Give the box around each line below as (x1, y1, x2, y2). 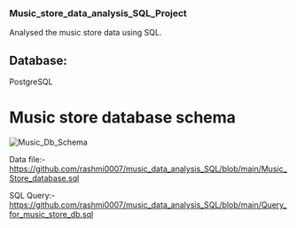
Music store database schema (9, 107, 237, 128)
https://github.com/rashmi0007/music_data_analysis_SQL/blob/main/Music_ (9, 163, 288, 175)
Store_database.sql (9, 173, 80, 184)
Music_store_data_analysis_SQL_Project (9, 7, 188, 20)
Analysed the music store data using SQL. (9, 28, 162, 38)
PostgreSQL (9, 76, 53, 87)
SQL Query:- (9, 190, 56, 201)
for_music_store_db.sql (9, 209, 94, 220)
